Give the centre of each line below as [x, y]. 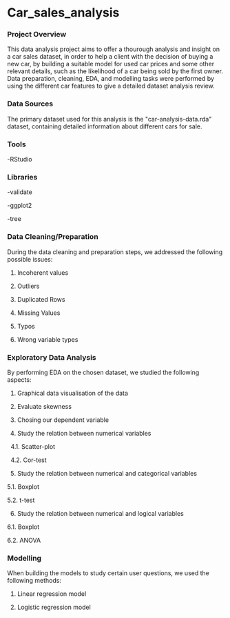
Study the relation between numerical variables [84, 433]
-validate [20, 192]
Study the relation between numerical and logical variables [100, 513]
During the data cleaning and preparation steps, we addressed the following [115, 252]
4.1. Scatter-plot [33, 446]
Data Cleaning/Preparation [53, 237]
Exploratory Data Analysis [52, 357]
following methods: [34, 581]
